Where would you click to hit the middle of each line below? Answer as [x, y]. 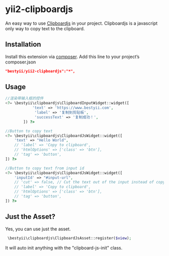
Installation [23, 45]
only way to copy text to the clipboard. [45, 28]
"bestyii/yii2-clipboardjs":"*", [40, 71]
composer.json [21, 62]
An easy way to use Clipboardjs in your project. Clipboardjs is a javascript [81, 23]
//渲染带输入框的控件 [24, 99]
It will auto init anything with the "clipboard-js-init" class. [64, 247]
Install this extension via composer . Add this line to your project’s [72, 56]
